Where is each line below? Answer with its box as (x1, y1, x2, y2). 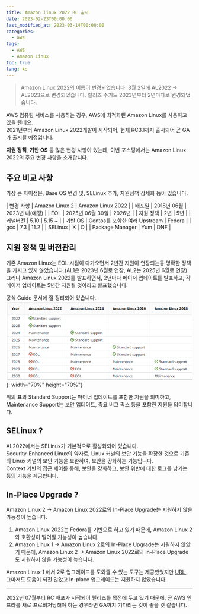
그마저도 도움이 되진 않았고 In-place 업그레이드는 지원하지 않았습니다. (6, 576, 167, 583)
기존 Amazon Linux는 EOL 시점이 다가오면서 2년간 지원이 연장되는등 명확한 (6, 259, 181, 267)
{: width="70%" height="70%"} (6, 381, 83, 388)
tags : (6, 41, 20, 47)
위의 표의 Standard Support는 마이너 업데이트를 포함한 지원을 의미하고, (6, 393, 171, 401)
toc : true (6, 59, 31, 65)
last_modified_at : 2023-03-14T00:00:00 (6, 22, 105, 28)
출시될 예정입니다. (12, 134, 54, 141)
